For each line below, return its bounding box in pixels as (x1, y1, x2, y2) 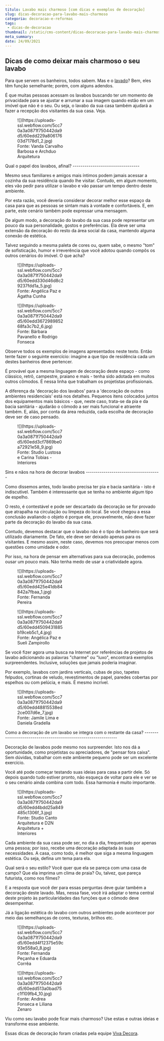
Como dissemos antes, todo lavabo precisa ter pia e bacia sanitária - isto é (5, 483, 155, 489)
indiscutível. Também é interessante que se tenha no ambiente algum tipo (5, 489, 153, 495)
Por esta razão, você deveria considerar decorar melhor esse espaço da (5, 197, 151, 203)
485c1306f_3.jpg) (17, 809, 53, 815)
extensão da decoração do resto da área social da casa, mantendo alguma (5, 227, 155, 233)
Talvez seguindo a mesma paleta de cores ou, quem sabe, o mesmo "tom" (5, 242, 155, 248)
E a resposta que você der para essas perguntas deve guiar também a (5, 884, 146, 890)
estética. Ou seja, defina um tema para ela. (5, 855, 91, 861)
